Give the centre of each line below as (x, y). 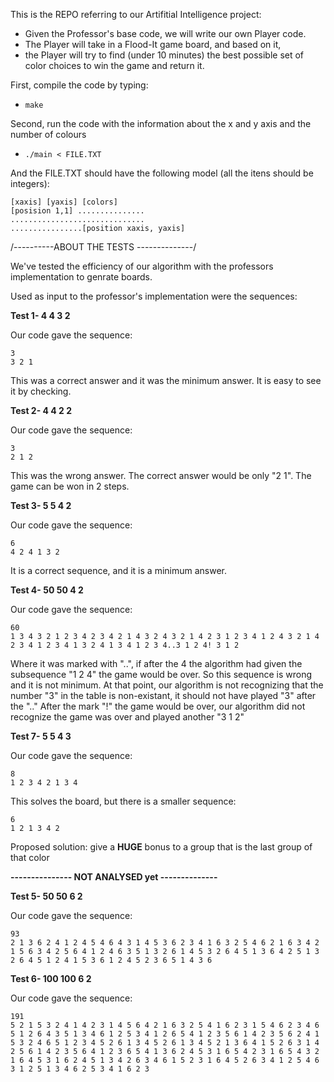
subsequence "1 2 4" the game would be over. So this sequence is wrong (161, 674)
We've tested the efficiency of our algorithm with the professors (142, 266)
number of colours (48, 134)
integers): (30, 183)
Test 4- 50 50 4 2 (47, 590)
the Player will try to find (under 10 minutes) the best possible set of (164, 55)
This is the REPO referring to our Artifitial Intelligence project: (136, 14)
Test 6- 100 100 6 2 (51, 978)
